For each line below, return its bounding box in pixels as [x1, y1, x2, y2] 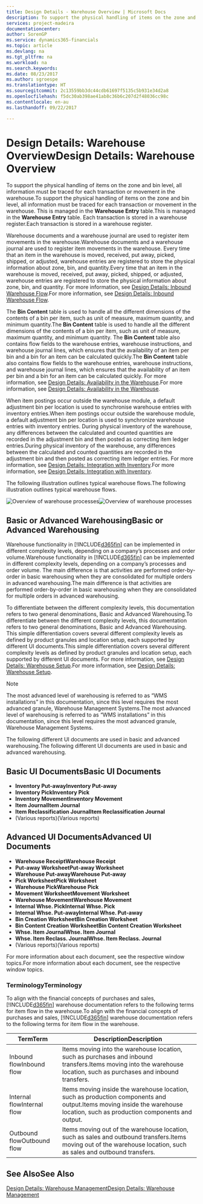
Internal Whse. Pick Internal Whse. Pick [14, 902, 115, 910]
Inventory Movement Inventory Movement [14, 795, 123, 802]
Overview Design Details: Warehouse [6, 149, 195, 162]
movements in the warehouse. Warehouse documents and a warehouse [6, 239, 183, 246]
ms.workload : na [6, 59, 47, 65]
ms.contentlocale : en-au [6, 99, 69, 105]
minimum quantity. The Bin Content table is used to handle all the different [6, 321, 190, 328]
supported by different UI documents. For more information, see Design [6, 655, 185, 663]
